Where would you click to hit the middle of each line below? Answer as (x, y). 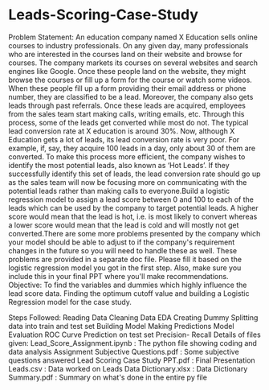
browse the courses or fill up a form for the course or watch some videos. (130, 80)
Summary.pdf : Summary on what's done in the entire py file (108, 377)
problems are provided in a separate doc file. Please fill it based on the (125, 259)
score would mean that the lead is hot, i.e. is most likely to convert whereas (133, 216)
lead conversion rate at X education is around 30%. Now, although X (122, 131)
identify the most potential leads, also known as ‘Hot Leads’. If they (119, 165)
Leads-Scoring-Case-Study (104, 15)
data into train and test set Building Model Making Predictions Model (121, 326)
